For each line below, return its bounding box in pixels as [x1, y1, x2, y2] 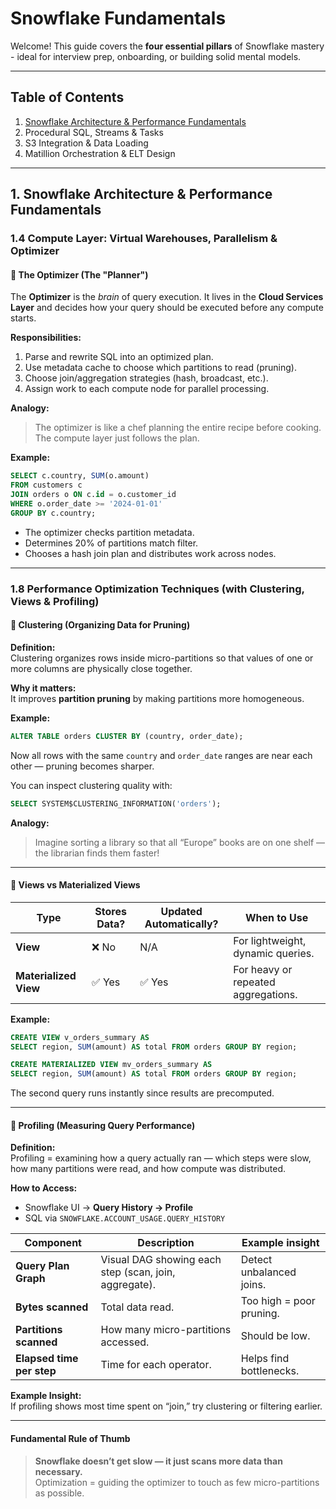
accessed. [100, 1335, 150, 1349]
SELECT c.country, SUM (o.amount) [10, 471, 150, 481]
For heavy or [233, 962, 293, 976]
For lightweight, [233, 933, 307, 947]
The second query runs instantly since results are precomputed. [10, 1087, 275, 1099]
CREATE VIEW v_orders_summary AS [10, 1032, 150, 1042]
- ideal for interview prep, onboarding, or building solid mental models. [10, 50, 302, 62]
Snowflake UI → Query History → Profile [24, 1202, 194, 1214]
